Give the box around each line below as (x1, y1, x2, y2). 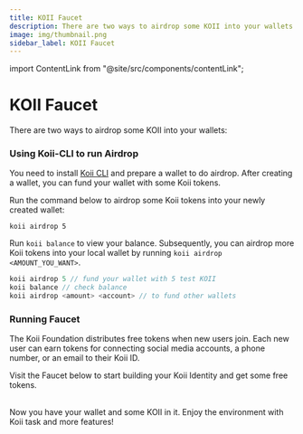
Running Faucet (9, 313, 80, 325)
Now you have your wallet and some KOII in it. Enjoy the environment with (9, 407, 284, 418)
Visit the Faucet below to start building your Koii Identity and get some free (9, 370, 289, 381)
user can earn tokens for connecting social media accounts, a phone (9, 343, 265, 354)
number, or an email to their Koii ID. (9, 353, 140, 363)
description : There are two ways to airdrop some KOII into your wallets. (9, 22, 298, 31)
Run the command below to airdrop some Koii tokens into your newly (9, 195, 266, 206)
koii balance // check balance (9, 283, 128, 292)
